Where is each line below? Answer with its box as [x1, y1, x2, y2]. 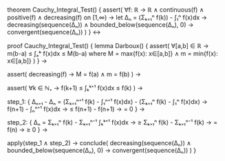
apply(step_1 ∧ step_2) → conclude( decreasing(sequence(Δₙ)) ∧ [7, 139, 191, 147]
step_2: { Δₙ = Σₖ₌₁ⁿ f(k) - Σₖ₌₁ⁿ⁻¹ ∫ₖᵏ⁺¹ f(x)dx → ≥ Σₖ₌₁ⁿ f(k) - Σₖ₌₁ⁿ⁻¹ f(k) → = [7, 118, 218, 126]
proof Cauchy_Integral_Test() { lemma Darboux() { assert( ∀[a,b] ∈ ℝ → [7, 42, 209, 50]
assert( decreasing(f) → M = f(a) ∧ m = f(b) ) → [7, 70, 141, 78]
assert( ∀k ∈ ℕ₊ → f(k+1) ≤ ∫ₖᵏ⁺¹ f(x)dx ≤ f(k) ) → [7, 84, 143, 92]
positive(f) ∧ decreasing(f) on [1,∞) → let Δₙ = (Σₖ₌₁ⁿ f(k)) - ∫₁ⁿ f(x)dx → [7, 13, 208, 21]
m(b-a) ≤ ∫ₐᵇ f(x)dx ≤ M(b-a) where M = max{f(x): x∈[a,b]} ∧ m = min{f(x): [7, 50, 218, 57]
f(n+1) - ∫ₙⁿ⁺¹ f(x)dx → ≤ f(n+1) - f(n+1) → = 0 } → [7, 105, 146, 113]
